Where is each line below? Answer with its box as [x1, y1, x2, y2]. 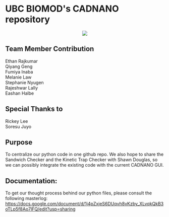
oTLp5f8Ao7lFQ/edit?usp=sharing [5, 206, 76, 212]
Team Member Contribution [5, 45, 94, 53]
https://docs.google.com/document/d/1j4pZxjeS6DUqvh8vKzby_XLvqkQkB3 [5, 201, 164, 207]
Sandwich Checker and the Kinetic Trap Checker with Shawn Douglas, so [5, 157, 158, 163]
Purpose [5, 138, 33, 147]
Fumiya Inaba [5, 68, 33, 75]
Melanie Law [5, 74, 32, 80]
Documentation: [5, 177, 58, 185]
